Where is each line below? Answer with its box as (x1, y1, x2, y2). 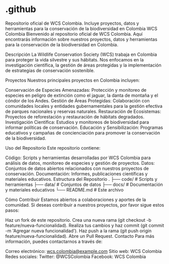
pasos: (5, 207, 19, 213)
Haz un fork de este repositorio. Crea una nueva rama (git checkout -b (5, 217, 151, 223)
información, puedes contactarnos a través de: (5, 238, 102, 244)
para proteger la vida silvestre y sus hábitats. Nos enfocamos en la (5, 56, 144, 62)
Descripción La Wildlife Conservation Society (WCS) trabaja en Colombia (5, 51, 157, 57)
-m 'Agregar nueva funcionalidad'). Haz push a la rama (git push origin (5, 228, 152, 234)
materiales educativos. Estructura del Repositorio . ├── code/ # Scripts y (5, 176, 157, 182)
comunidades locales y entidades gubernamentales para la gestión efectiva (5, 103, 163, 109)
